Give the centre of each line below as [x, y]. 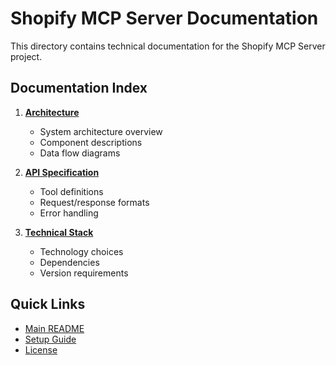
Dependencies [69, 262]
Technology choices [81, 251]
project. [26, 56]
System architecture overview [101, 131]
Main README [54, 328]
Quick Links [48, 304]
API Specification [62, 172]
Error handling [69, 213]
